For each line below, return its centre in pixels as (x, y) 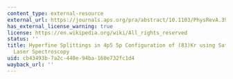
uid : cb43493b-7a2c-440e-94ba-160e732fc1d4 (71, 58)
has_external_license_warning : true (60, 26)
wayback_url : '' (31, 65)
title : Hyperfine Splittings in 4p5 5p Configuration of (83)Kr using (111, 45)
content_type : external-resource (55, 13)
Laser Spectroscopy (42, 52)
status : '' (23, 39)
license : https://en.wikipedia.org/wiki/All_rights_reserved (97, 33)
